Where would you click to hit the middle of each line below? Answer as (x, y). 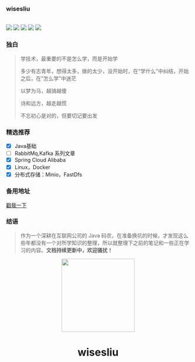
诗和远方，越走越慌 (43, 103)
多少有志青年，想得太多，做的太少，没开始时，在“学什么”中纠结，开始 (105, 71)
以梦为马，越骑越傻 (43, 91)
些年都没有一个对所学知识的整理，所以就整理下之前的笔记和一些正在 (102, 243)
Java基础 (25, 146)
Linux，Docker (32, 167)
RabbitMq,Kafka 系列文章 (45, 153)
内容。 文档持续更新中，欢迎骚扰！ (72, 250)
